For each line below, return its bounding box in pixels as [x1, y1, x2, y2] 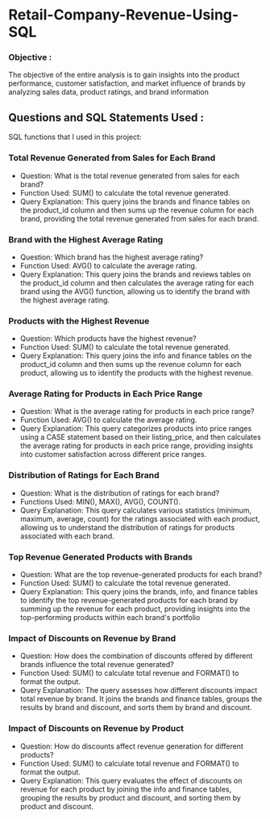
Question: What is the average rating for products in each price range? [19, 407, 255, 416]
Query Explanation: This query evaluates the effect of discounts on [19, 775, 243, 785]
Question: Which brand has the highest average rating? [19, 252, 204, 262]
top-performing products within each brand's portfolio [19, 613, 201, 623]
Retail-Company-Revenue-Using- [8, 6, 239, 24]
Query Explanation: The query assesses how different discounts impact [19, 686, 258, 695]
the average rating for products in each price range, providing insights [19, 441, 254, 450]
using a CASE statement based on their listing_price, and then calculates [19, 433, 262, 442]
